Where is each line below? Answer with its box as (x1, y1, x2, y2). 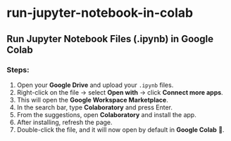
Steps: (6, 65, 30, 74)
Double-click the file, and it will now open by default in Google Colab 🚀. (16, 125, 225, 134)
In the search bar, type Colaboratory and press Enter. (16, 103, 173, 112)
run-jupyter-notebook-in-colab (6, 5, 194, 21)
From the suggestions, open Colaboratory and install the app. (16, 110, 196, 119)
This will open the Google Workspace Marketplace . (16, 95, 168, 104)
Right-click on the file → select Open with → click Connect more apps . (16, 88, 223, 96)
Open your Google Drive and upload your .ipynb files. (16, 81, 174, 89)
